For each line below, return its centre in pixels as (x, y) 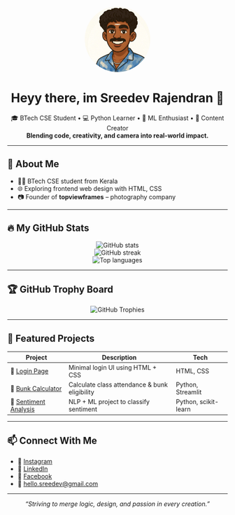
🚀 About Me (33, 164)
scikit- (209, 402)
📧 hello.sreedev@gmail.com (58, 483)
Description (119, 357)
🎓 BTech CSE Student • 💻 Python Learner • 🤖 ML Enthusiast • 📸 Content (117, 118)
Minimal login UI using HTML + (113, 367)
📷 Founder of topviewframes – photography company (97, 196)
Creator (117, 128)
